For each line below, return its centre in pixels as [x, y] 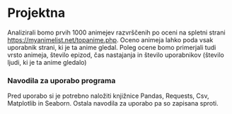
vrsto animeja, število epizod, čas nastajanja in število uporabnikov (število [116, 55]
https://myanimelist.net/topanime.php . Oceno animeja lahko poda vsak [110, 39]
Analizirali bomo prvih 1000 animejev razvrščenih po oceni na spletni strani [116, 32]
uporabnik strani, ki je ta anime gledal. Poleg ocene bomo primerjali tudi [112, 47]
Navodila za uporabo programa [62, 80]
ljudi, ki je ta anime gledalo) [47, 62]
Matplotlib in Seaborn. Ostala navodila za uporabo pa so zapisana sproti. [113, 103]
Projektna [36, 13]
